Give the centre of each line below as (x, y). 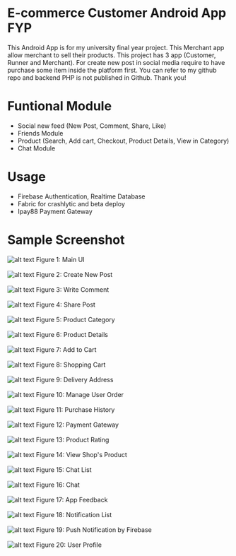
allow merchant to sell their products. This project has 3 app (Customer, (112, 55)
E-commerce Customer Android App (117, 13)
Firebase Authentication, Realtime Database (82, 196)
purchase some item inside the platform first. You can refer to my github (112, 70)
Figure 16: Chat (58, 485)
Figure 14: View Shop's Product (81, 454)
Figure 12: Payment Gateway (77, 425)
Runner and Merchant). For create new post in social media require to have (116, 62)
